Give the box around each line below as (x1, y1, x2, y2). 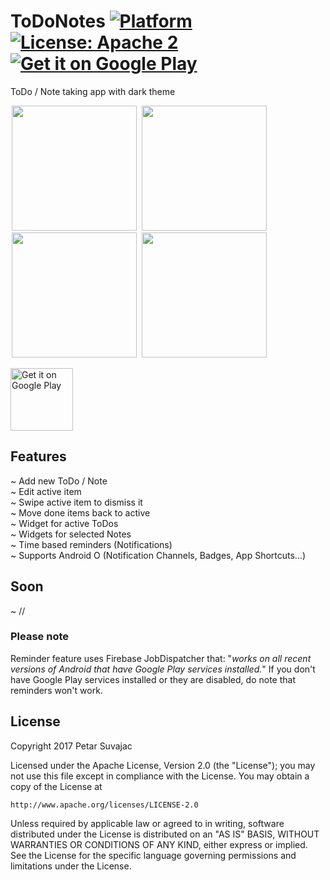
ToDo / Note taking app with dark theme (10, 85, 176, 97)
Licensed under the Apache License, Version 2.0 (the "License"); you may (10, 759, 316, 771)
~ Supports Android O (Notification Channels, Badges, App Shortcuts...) (10, 549, 307, 561)
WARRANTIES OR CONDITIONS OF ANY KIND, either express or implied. (10, 838, 308, 850)
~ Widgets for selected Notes (10, 528, 132, 540)
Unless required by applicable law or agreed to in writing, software (10, 817, 285, 829)
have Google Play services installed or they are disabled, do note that (10, 673, 296, 685)
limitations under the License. (10, 860, 132, 872)
